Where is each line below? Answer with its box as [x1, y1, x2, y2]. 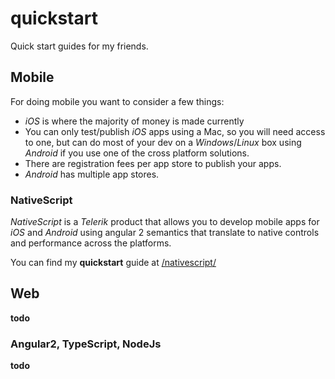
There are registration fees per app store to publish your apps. [24, 157, 282, 169]
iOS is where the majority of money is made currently [24, 115, 245, 127]
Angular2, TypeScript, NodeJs [10, 337, 162, 351]
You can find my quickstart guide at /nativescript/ [10, 257, 217, 269]
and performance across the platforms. [10, 237, 172, 249]
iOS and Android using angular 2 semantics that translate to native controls [10, 227, 320, 239]
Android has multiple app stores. [24, 168, 160, 180]
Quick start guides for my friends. [10, 40, 149, 52]
